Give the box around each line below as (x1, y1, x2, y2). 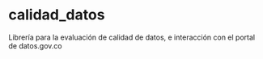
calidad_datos (8, 6, 105, 24)
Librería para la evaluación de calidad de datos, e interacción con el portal (8, 32, 256, 42)
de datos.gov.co (8, 40, 62, 50)
